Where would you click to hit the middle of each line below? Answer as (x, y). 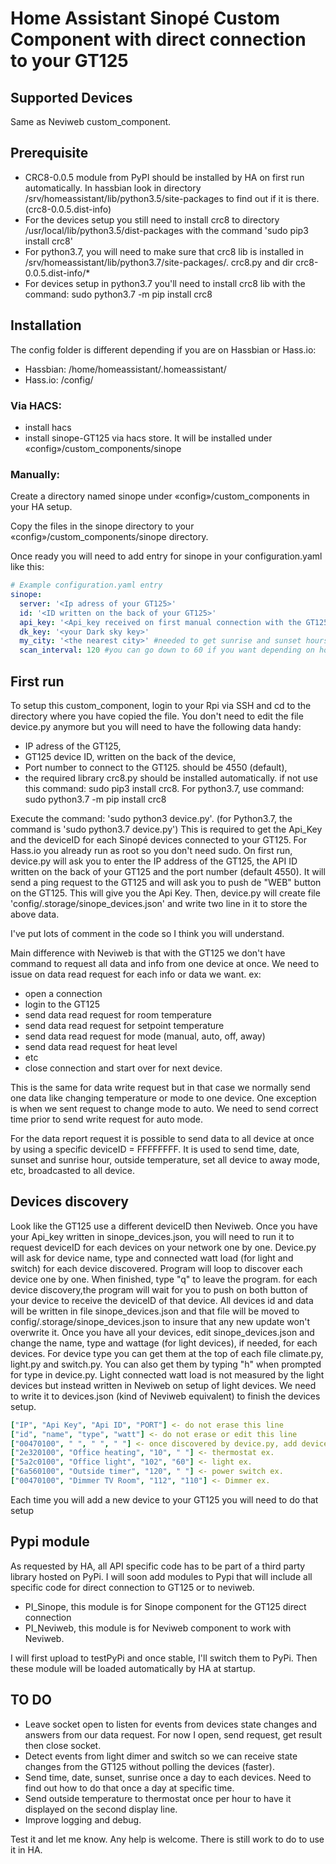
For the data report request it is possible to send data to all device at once (162, 1139)
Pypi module (50, 1542)
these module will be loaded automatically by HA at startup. (133, 1668)
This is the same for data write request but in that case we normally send (160, 1088)
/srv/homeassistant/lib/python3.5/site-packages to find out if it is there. (172, 198)
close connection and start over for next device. (123, 1068)
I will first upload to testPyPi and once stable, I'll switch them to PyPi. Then (164, 1658)
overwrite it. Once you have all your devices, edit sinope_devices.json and (162, 1332)
